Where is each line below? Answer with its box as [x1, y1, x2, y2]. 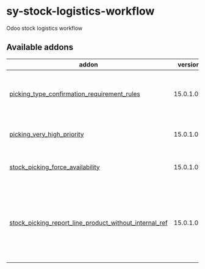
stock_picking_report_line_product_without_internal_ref [9, 218, 168, 227]
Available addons [6, 42, 74, 52]
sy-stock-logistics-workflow [6, 4, 155, 18]
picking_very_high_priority [9, 130, 84, 138]
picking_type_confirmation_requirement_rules [9, 90, 140, 98]
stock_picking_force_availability [9, 163, 100, 171]
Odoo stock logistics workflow [6, 24, 83, 32]
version [178, 60, 200, 68]
